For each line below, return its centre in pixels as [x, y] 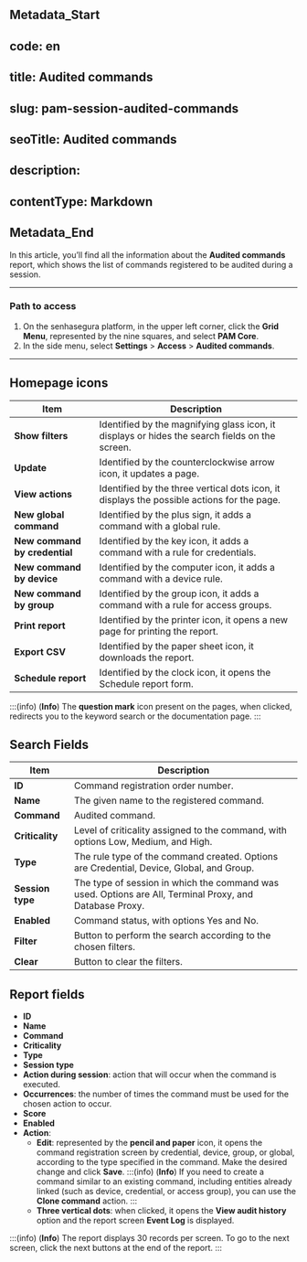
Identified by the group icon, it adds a [179, 594]
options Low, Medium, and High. [143, 842]
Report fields [47, 995]
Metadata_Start [55, 15]
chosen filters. [105, 947]
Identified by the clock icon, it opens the [185, 672]
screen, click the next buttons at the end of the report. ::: [116, 1248]
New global [39, 514]
